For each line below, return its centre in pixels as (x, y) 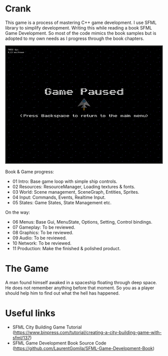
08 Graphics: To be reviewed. (43, 233)
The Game (27, 269)
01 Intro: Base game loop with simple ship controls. (65, 181)
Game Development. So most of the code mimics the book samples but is (81, 33)
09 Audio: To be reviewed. (39, 238)
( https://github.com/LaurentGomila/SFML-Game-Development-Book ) (83, 349)
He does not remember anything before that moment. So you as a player (80, 288)
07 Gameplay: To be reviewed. (44, 227)
